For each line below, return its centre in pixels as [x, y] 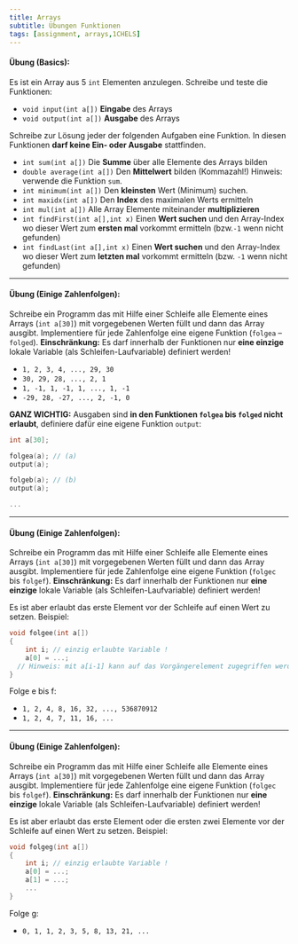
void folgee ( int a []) [49, 633]
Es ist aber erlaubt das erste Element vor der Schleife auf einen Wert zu [140, 608]
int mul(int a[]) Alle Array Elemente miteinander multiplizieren [141, 208]
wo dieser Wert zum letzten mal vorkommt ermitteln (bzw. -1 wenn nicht [155, 256]
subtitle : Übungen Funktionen [65, 26]
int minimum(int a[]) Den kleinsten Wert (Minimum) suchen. [135, 190]
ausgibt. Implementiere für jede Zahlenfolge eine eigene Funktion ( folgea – [145, 333]
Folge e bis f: [33, 691]
